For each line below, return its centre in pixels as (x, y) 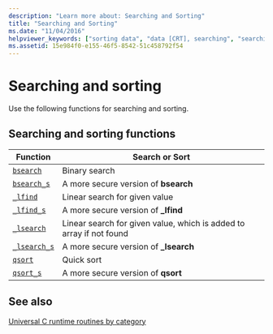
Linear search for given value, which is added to (154, 223)
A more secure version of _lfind (122, 210)
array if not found (95, 233)
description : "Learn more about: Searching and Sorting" (107, 16)
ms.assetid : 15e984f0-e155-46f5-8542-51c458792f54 (96, 46)
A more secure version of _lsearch (128, 246)
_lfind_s (29, 210)
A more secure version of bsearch (128, 183)
